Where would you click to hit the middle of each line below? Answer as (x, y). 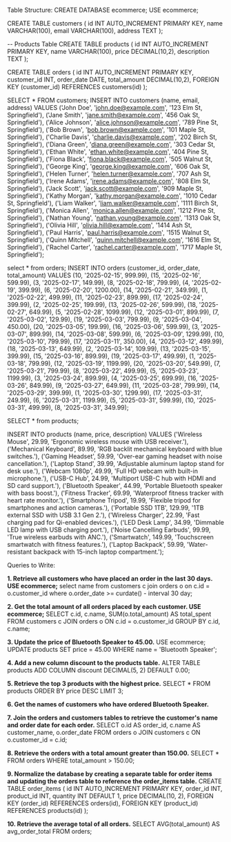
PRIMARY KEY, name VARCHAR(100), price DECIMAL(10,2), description (108, 52)
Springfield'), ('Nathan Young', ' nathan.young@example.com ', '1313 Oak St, (114, 218)
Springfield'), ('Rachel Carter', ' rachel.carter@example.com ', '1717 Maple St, (115, 247)
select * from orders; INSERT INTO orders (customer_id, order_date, (104, 268)
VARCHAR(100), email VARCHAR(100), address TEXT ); (85, 31)
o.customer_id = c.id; (37, 740)
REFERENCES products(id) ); (48, 811)
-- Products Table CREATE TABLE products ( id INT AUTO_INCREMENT (108, 44)
